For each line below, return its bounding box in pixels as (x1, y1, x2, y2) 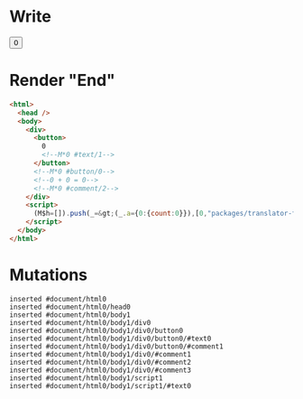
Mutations (9, 264, 88, 285)
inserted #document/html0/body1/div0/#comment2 (9, 357, 192, 367)
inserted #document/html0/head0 (9, 302, 131, 311)
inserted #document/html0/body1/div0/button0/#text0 (9, 334, 212, 343)
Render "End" (9, 70, 115, 91)
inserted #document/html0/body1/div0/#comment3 (9, 366, 192, 375)
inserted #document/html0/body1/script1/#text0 (9, 381, 192, 390)
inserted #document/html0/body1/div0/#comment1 (9, 349, 192, 358)
